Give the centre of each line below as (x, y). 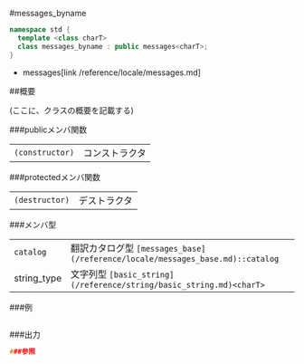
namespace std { (40, 30)
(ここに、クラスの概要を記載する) (71, 110)
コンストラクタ (114, 153)
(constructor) (44, 152)
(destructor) (42, 200)
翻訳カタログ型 (102, 248)
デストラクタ (105, 200)
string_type (38, 278)
